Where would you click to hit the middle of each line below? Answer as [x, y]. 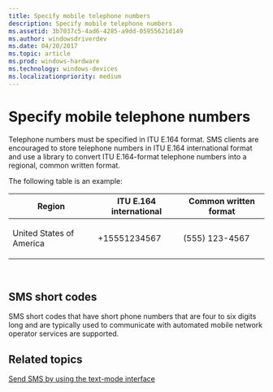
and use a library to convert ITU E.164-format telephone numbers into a [128, 156]
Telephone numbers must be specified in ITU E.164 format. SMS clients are [134, 139]
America [28, 243]
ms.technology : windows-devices [63, 69]
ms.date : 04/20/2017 [43, 46]
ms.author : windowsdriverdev [58, 39]
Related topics [45, 359]
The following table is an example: [66, 181]
